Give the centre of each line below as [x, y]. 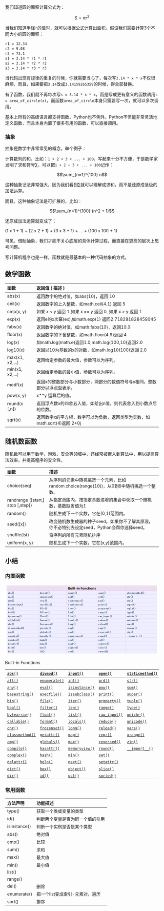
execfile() [51, 694]
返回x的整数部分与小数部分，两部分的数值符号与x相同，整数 [97, 382]
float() [48, 715]
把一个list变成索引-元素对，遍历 [69, 894]
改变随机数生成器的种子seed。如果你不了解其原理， [101, 521]
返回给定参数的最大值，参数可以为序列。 [77, 360]
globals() [50, 742]
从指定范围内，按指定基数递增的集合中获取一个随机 [101, 500]
